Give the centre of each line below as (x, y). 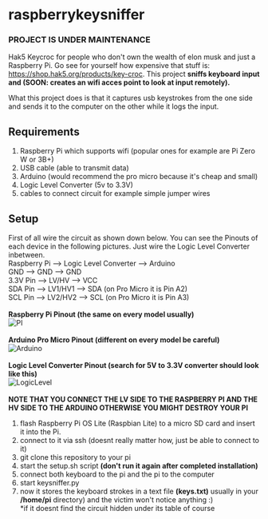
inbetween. (27, 255)
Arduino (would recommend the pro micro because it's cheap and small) (139, 177)
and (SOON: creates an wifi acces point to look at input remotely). (119, 82)
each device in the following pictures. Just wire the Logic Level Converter (129, 246)
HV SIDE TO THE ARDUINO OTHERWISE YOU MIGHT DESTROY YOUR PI (128, 408)
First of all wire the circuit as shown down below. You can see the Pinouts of (133, 238)
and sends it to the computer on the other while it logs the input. (114, 106)
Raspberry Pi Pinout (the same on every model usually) (101, 314)
